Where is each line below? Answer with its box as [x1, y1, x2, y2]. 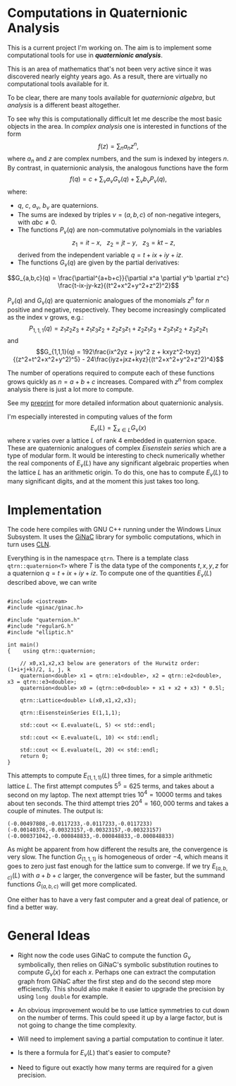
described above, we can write [7, 578, 97, 587]
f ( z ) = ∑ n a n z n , [98, 140, 139, 152]
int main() [7, 641, 39, 648]
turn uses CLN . [7, 540, 51, 549]
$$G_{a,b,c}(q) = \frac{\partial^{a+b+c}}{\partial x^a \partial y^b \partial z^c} [7, 274, 230, 282]
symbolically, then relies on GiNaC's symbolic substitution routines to [17, 960, 218, 969]
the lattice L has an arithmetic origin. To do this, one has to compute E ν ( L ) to [7, 468, 229, 478]
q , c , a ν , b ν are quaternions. [17, 201, 99, 211]
